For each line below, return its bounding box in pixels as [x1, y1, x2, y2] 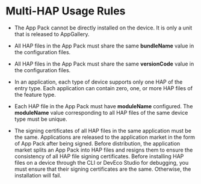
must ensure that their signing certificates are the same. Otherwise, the [14, 165, 191, 173]
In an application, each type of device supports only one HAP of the [14, 78, 183, 85]
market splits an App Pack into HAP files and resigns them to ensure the [14, 146, 193, 153]
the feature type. [14, 91, 57, 98]
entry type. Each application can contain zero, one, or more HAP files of [14, 84, 193, 91]
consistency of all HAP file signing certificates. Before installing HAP [14, 152, 184, 160]
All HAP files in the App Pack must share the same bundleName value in [14, 42, 194, 49]
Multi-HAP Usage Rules [5, 4, 126, 18]
